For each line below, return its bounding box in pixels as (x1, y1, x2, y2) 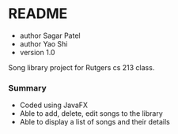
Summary (8, 82, 47, 93)
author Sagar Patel (19, 31, 81, 40)
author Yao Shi (19, 39, 68, 48)
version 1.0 (19, 47, 55, 57)
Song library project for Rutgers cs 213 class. (8, 62, 155, 72)
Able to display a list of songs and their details (19, 117, 170, 127)
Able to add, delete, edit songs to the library (19, 109, 164, 118)
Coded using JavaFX (19, 100, 89, 110)
